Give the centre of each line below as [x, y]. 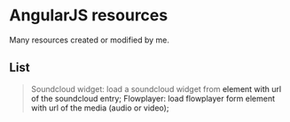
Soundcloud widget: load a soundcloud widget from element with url [156, 88]
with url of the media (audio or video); [100, 108]
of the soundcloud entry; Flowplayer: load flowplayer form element [153, 98]
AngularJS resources [89, 15]
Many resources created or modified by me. [90, 40]
